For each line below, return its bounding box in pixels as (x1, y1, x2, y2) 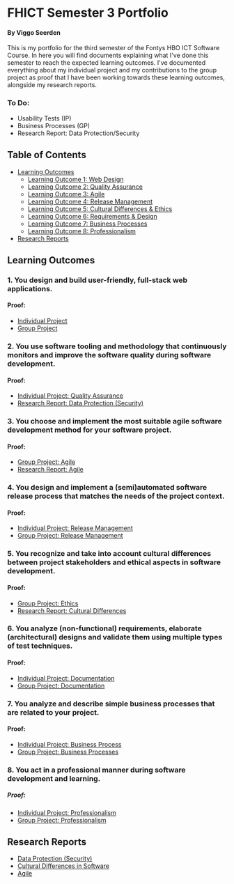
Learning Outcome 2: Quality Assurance (27, 183, 143, 191)
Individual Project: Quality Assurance (17, 391, 124, 400)
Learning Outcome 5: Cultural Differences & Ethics (27, 204, 173, 213)
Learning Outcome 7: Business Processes (27, 219, 148, 228)
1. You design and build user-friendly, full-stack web (7, 275, 188, 285)
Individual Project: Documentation (17, 674, 115, 682)
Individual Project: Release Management (17, 524, 134, 532)
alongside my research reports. (7, 81, 97, 89)
